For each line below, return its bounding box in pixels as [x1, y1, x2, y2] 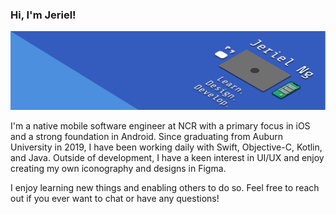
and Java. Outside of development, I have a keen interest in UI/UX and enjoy [10, 151, 325, 163]
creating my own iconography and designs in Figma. [10, 162, 227, 174]
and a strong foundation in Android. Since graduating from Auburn [10, 130, 284, 142]
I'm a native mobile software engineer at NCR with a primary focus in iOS [10, 119, 311, 132]
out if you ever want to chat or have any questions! [10, 192, 220, 204]
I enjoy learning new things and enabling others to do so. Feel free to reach [10, 181, 320, 193]
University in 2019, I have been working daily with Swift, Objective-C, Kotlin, [10, 141, 323, 153]
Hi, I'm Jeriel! [10, 8, 77, 22]
